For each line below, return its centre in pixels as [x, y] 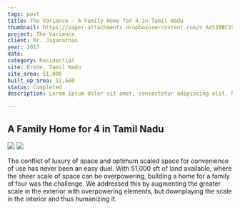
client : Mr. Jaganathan [43, 41]
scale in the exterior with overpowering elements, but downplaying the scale [120, 191]
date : [15, 54]
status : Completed [35, 87]
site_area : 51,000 [35, 74]
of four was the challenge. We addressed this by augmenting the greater [114, 184]
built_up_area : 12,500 [41, 80]
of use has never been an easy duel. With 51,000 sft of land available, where [120, 168]
